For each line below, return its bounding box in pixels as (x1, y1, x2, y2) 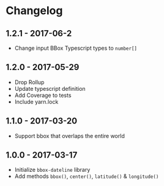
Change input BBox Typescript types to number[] (14, 44, 138, 52)
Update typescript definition (14, 85, 86, 92)
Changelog (6, 4, 63, 18)
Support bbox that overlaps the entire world (14, 132, 125, 139)
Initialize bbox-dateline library (14, 166, 91, 174)
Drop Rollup (14, 78, 45, 86)
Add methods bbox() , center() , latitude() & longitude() (14, 172, 159, 180)
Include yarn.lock (14, 98, 59, 105)
